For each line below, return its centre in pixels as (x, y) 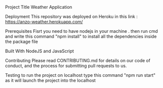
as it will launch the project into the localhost (50, 80)
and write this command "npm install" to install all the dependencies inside (81, 36)
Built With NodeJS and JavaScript (40, 51)
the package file (21, 42)
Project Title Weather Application (39, 7)
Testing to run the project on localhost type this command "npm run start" (80, 75)
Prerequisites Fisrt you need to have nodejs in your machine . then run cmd (81, 31)
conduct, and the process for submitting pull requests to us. (66, 66)
